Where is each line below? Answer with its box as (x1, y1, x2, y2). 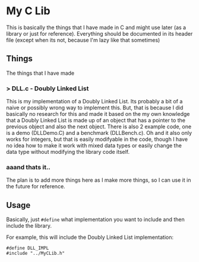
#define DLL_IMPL (6, 245, 49, 251)
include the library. (6, 222, 52, 229)
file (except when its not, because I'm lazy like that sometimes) (6, 36, 160, 43)
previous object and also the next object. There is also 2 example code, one (6, 123, 192, 130)
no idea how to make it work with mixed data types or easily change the (6, 142, 182, 149)
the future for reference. (6, 183, 65, 190)
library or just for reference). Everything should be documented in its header (6, 30, 193, 37)
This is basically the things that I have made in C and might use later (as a (6, 24, 186, 31)
